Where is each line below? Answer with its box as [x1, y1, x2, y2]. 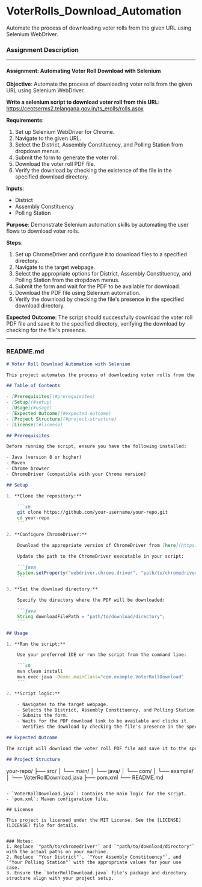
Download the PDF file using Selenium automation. [14, 289, 141, 297]
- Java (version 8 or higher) [6, 454, 82, 461]
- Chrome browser [6, 466, 50, 472]
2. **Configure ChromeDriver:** [6, 532, 87, 538]
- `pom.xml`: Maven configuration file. [6, 796, 109, 802]
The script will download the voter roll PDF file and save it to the [6, 745, 187, 751]
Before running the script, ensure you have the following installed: [6, 443, 187, 450]
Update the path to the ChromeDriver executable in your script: [17, 553, 185, 559]
